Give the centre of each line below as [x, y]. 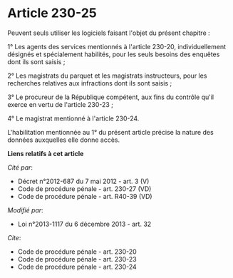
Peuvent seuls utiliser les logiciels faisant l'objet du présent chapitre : [109, 33]
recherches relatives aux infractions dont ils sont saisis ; [90, 83]
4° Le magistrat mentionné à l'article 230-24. [73, 118]
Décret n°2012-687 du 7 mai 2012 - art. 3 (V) [83, 181]
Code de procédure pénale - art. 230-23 [77, 259]
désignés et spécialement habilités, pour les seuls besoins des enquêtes [114, 54]
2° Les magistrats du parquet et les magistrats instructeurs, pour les [107, 76]
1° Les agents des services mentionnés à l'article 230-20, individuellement [117, 46]
